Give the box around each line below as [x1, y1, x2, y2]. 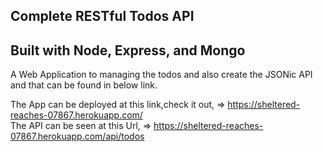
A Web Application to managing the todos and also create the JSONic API [10, 69, 313, 81]
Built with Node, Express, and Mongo [10, 42, 246, 59]
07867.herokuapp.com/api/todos [10, 130, 145, 143]
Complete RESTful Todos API [10, 8, 195, 25]
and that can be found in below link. [10, 79, 158, 91]
